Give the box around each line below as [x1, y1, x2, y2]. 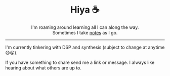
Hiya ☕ [70, 4, 100, 16]
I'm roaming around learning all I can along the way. [31, 24, 139, 30]
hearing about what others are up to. [5, 64, 82, 71]
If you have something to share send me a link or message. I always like [5, 59, 155, 65]
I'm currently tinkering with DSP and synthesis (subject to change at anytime [5, 44, 165, 50]
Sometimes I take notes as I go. [52, 29, 118, 35]
